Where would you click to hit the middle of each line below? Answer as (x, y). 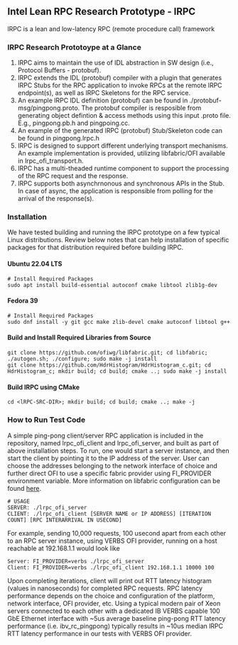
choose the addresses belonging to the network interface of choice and (113, 465)
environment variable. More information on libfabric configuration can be (114, 481)
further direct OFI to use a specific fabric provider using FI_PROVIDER (109, 473)
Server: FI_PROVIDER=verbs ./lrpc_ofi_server (76, 561)
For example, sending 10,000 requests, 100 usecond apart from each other (117, 533)
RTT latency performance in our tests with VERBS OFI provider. (99, 633)
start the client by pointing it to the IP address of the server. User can (108, 458)
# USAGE (19, 501)
